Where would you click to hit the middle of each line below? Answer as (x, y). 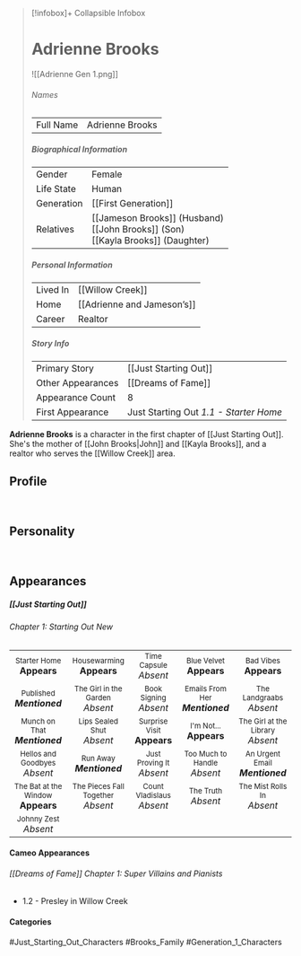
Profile (28, 482)
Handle (206, 763)
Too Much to (206, 754)
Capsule (154, 665)
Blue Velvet (206, 660)
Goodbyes (39, 763)
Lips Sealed (99, 721)
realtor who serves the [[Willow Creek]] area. (93, 453)
